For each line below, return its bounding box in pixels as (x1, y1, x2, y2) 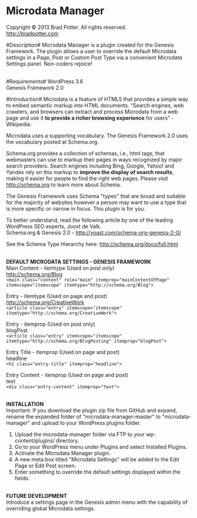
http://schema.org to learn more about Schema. (6, 181, 122, 188)
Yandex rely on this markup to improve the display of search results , (6, 168, 174, 175)
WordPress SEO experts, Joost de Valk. (6, 222, 102, 230)
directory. (55, 437, 79, 444)
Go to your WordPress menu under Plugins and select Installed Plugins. (14, 443, 188, 450)
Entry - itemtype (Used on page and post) (6, 292, 108, 299)
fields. (14, 474, 30, 481)
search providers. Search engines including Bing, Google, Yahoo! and (6, 162, 175, 169)
